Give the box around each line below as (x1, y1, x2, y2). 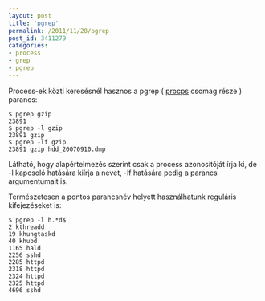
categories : (8, 42, 48, 50)
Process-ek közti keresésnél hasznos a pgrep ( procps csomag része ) (8, 86, 243, 96)
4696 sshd (8, 286, 42, 294)
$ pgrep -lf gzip (8, 138, 67, 146)
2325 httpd (8, 279, 45, 287)
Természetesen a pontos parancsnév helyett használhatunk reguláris (8, 192, 237, 201)
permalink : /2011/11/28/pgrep (8, 26, 110, 35)
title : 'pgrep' (8, 19, 59, 27)
